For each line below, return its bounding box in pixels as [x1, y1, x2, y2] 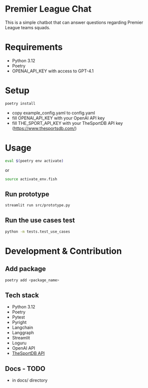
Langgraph [12, 330, 34, 336]
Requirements [5, 42, 63, 53]
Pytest [12, 314, 25, 320]
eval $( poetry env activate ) [5, 158, 64, 163]
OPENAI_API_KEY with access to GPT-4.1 [12, 68, 94, 74]
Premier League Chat [5, 3, 92, 15]
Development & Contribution [5, 245, 122, 256]
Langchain [12, 324, 33, 331]
